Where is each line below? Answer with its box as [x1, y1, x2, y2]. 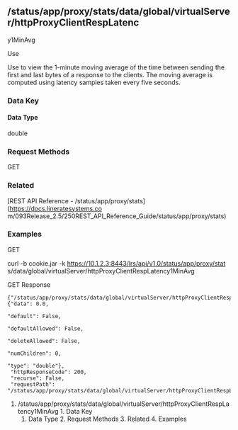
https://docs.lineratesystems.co [9, 204, 103, 213]
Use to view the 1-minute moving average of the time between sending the [7, 63, 225, 72]
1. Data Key [59, 407, 93, 415]
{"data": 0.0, [7, 300, 50, 307]
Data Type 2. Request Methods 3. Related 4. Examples [28, 414, 187, 423]
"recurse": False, [10, 375, 65, 382]
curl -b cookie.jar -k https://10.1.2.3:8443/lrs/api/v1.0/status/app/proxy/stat [7, 259, 226, 268]
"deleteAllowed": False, [7, 337, 81, 344]
